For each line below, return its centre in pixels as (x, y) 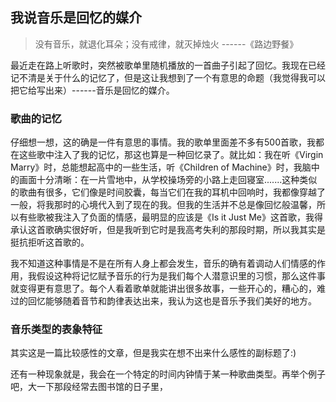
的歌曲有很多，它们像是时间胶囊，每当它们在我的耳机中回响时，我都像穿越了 (168, 192)
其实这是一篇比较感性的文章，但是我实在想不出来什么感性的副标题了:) (153, 353)
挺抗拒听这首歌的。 (50, 242)
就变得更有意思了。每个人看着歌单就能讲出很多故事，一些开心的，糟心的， (163, 289)
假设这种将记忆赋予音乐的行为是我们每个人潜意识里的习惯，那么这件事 (181, 276)
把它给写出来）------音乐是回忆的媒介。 (92, 90)
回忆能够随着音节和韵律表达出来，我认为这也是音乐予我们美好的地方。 (172, 301)
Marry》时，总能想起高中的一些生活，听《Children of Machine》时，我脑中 (165, 167)
